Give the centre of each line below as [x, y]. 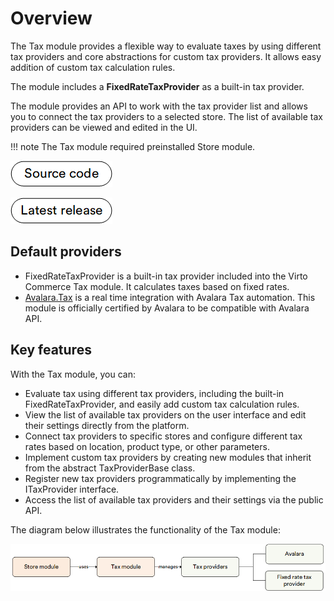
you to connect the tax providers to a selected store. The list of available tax [166, 116]
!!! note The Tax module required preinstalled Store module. [133, 146]
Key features [51, 350]
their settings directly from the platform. [107, 425]
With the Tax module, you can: [73, 374]
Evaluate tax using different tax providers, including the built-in [154, 393]
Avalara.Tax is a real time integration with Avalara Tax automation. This [170, 297]
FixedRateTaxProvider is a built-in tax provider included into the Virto [166, 276]
